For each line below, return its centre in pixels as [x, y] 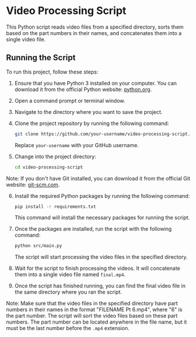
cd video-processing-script [49, 167]
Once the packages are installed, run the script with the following [93, 229]
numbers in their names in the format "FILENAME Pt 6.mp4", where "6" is [94, 310]
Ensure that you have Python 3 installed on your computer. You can [96, 83]
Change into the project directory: [55, 157]
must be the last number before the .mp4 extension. [68, 328]
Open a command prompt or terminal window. [70, 100]
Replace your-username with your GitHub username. [77, 145]
